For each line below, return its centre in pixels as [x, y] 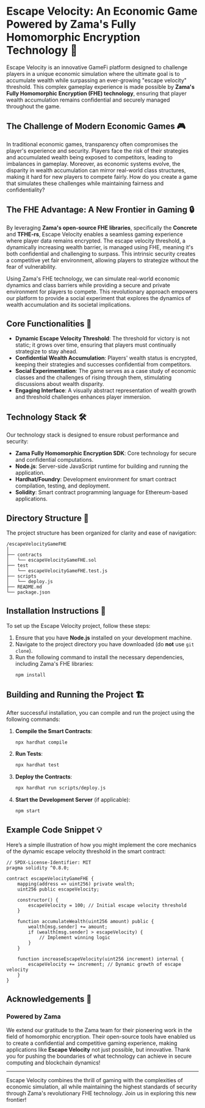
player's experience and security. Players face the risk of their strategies [98, 151]
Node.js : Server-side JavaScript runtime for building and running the [102, 466]
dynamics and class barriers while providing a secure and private [88, 285]
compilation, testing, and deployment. [63, 486]
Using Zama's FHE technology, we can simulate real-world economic [93, 278]
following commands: [33, 719]
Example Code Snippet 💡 [54, 830]
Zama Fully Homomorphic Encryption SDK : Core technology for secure [106, 453]
